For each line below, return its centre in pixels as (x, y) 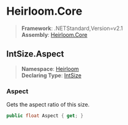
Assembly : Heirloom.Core (54, 34)
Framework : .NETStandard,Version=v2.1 (72, 28)
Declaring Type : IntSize (51, 75)
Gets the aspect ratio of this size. (48, 105)
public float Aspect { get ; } (45, 116)
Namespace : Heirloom (50, 69)
